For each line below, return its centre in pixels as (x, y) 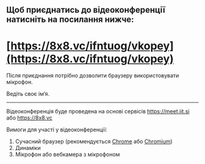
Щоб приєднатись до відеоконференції (86, 10)
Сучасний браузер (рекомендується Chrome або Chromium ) (94, 141)
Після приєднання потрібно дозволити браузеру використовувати (93, 76)
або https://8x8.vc (30, 118)
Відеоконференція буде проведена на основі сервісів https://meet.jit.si (98, 112)
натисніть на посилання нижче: (70, 20)
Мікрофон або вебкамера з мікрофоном (67, 154)
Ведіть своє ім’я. (28, 94)
